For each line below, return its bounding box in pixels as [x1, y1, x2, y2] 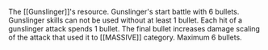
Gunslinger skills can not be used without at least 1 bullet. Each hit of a [8, 15, 243, 25]
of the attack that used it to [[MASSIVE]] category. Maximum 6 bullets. [8, 32, 242, 42]
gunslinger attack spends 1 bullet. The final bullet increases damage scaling [8, 24, 261, 33]
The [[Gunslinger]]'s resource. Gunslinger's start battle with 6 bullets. [8, 7, 240, 16]
